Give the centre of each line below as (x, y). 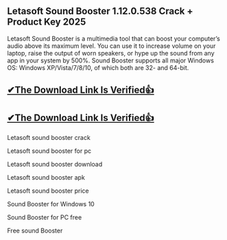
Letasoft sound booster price (48, 191)
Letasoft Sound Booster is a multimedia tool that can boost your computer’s (114, 38)
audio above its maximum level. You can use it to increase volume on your (111, 46)
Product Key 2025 (47, 22)
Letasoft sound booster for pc (49, 151)
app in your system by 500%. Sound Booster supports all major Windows (111, 60)
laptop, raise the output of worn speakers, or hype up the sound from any (111, 53)
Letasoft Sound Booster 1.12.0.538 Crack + (100, 11)
